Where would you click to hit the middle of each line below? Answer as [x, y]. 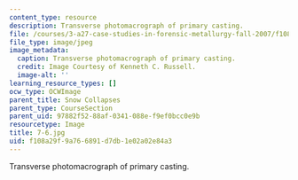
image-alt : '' [43, 75]
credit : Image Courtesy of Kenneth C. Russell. [107, 67]
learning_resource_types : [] [63, 83]
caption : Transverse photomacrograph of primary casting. [127, 59]
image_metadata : [39, 51]
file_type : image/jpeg [51, 42]
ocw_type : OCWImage [45, 91]
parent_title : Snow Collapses [65, 100]
